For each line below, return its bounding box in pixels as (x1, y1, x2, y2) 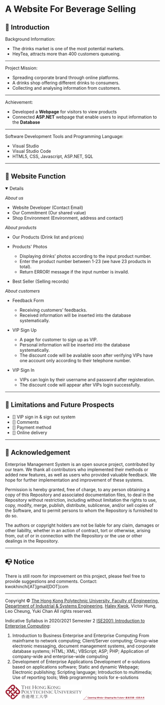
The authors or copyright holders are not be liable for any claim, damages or (5, 522, 160, 528)
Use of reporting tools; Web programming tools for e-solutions (12, 674, 139, 680)
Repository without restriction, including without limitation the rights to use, (5, 497, 157, 503)
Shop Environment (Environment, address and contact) (12, 215, 124, 221)
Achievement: (5, 100, 33, 105)
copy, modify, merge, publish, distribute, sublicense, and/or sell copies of (5, 503, 154, 508)
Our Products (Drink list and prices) (12, 234, 84, 240)
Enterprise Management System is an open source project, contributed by (5, 462, 155, 468)
